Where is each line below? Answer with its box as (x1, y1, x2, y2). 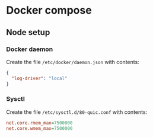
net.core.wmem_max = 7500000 (6, 125, 73, 131)
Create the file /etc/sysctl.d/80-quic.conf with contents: (6, 108, 148, 116)
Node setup (6, 27, 50, 37)
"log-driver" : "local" (11, 75, 68, 81)
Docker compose (6, 4, 92, 17)
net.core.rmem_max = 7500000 (6, 120, 73, 126)
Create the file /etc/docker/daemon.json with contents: (6, 58, 139, 65)
